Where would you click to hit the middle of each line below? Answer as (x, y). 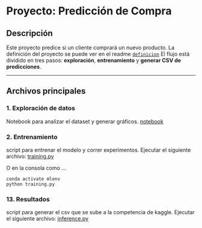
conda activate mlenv (33, 179)
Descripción (29, 33)
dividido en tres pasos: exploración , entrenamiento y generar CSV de (94, 60)
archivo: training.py (30, 156)
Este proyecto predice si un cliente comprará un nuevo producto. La (90, 47)
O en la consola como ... (36, 168)
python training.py (31, 184)
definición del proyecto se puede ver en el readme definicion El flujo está (98, 54)
